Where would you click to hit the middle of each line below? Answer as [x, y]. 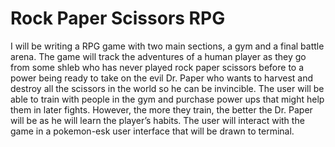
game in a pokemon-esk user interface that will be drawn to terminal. [152, 131]
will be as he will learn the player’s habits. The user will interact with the [157, 120]
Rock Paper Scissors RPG [118, 18]
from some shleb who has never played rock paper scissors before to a [157, 67]
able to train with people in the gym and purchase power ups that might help [167, 99]
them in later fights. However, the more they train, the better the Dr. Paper [161, 109]
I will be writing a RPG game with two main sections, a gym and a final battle [167, 46]
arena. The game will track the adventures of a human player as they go [158, 56]
